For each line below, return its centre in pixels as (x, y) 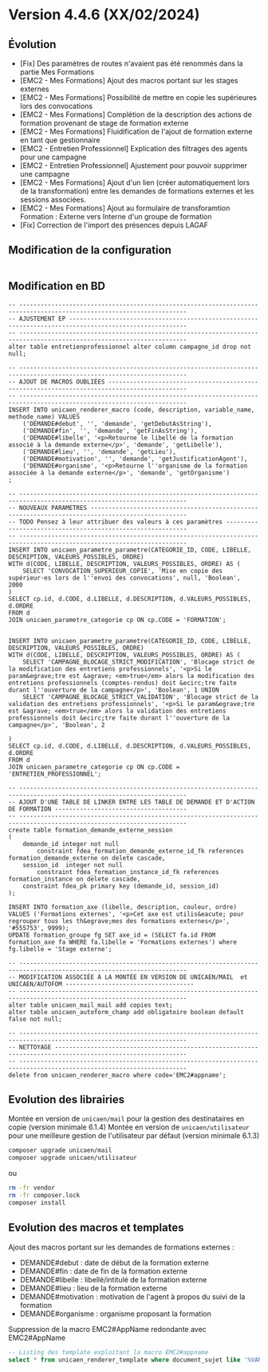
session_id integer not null (73, 865)
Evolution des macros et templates (96, 1228)
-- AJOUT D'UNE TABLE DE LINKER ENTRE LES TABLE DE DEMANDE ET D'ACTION (132, 802)
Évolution (32, 44)
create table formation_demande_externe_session (91, 830)
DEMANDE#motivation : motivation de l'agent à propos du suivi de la (132, 1296)
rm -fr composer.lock (44, 1195)
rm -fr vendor (32, 1188)
